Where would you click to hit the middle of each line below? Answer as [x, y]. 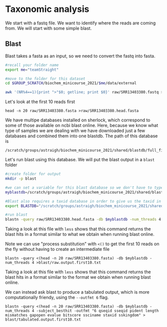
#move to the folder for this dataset [45, 79]
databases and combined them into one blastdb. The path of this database [82, 136]
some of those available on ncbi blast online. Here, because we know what [82, 125]
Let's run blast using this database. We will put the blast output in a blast [80, 160]
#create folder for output [33, 174]
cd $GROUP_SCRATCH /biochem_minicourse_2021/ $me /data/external [71, 83]
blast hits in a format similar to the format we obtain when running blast [78, 277]
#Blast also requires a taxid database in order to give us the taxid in [83, 201]
